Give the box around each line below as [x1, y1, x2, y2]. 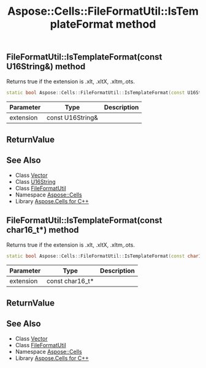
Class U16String [15, 178, 56, 185]
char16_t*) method [6, 225, 79, 235]
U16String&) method [6, 61, 86, 72]
